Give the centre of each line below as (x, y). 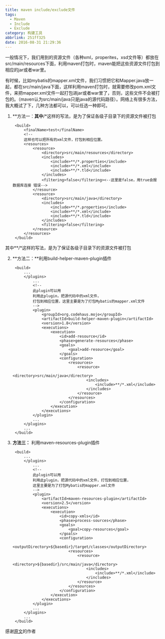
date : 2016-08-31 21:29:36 (33, 43)
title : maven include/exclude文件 (40, 10)
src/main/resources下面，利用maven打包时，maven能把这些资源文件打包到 (83, 64)
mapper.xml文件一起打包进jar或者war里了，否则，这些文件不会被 (89, 93)
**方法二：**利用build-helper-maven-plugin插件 (62, 258)
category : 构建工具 (24, 33)
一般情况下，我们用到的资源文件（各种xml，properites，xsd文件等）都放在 (82, 57)
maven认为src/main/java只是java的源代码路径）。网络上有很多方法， (90, 99)
